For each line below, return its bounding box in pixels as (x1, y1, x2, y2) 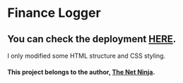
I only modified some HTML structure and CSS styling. (7, 51, 166, 60)
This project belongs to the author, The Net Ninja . (7, 68, 155, 76)
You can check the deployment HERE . (7, 33, 177, 45)
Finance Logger (7, 5, 101, 21)
